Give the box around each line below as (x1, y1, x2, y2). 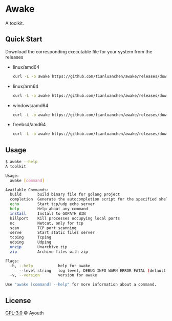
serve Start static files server (10, 230, 95, 235)
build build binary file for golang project (10, 192, 120, 197)
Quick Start (5, 35, 42, 44)
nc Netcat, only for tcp (10, 220, 83, 226)
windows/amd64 (12, 102, 49, 108)
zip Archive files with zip (10, 249, 88, 254)
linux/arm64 (12, 83, 39, 89)
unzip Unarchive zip (10, 245, 68, 250)
